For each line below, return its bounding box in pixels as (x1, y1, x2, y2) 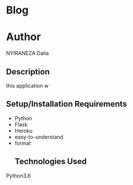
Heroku (14, 127, 33, 134)
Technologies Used (14, 156, 87, 167)
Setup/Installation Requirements (6, 99, 127, 109)
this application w (6, 82, 49, 89)
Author (6, 30, 41, 44)
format (14, 139, 31, 146)
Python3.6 (6, 172, 31, 179)
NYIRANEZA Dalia (6, 50, 49, 57)
